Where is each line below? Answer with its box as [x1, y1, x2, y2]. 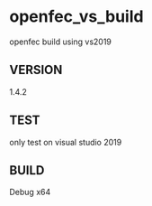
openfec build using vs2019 [9, 36, 112, 47]
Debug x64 [9, 187, 51, 198]
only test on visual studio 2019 [9, 136, 122, 147]
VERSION [9, 62, 63, 78]
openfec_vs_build [9, 6, 144, 27]
